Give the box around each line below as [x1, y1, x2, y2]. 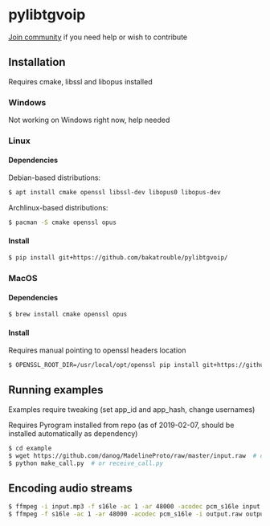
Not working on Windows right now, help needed [8, 115, 170, 125]
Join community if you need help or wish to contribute [8, 32, 188, 42]
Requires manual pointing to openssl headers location [8, 345, 186, 355]
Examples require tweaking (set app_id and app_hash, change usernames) [8, 404, 256, 414]
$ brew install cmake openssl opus [8, 311, 128, 319]
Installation [8, 55, 66, 69]
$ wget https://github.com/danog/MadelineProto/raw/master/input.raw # [8, 451, 257, 459]
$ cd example [8, 444, 52, 452]
